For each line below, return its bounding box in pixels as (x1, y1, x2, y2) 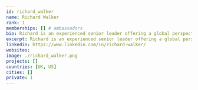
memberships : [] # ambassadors (6, 25, 83, 31)
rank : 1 (6, 20, 25, 25)
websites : (6, 47, 31, 53)
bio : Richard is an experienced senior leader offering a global (6, 31, 170, 37)
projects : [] (6, 58, 38, 64)
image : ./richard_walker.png (6, 53, 78, 59)
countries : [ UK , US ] (6, 63, 57, 70)
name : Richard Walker (6, 14, 60, 20)
